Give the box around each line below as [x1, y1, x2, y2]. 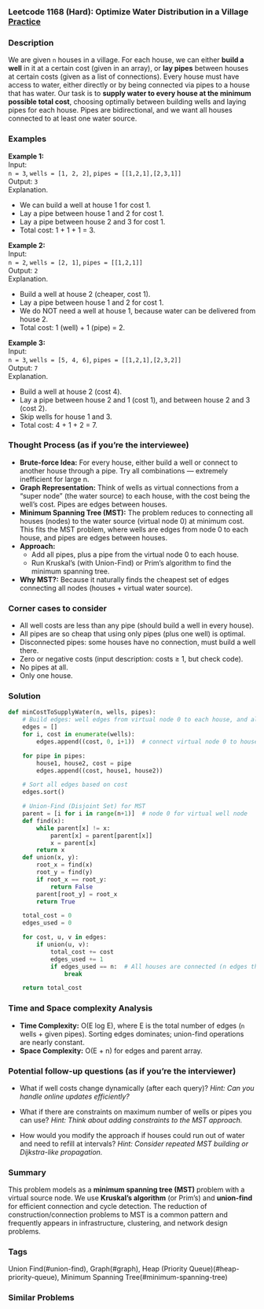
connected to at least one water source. [8, 113, 137, 124]
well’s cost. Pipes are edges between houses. [19, 499, 167, 509]
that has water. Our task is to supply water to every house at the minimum [8, 89, 251, 98]
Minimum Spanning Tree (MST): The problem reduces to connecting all [19, 507, 254, 517]
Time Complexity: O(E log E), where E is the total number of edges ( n [19, 1021, 245, 1030]
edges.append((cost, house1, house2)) [36, 766, 163, 774]
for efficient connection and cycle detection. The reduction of [8, 1202, 207, 1211]
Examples [8, 133, 47, 144]
